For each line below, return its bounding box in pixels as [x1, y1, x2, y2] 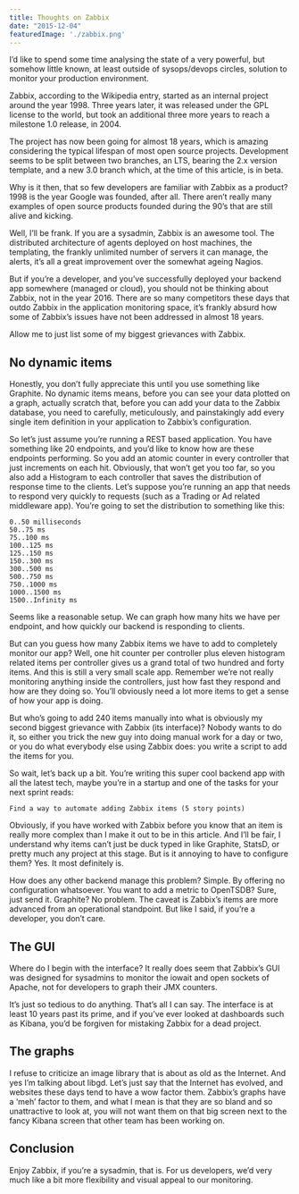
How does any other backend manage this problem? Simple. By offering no [9, 875, 286, 886]
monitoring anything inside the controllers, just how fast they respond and [9, 677, 281, 687]
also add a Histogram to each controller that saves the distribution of [9, 472, 262, 483]
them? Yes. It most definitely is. [9, 858, 125, 869]
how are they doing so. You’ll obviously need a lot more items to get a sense [9, 685, 290, 697]
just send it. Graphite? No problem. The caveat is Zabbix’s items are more [9, 895, 279, 905]
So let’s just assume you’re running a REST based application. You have [9, 434, 272, 445]
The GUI [9, 939, 55, 954]
